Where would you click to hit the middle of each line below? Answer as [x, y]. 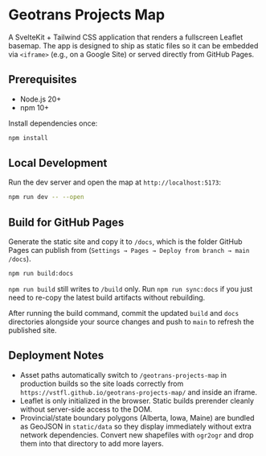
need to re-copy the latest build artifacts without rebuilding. [107, 297]
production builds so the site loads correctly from [102, 383]
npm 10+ [35, 107]
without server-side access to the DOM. [86, 409]
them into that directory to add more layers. [92, 443]
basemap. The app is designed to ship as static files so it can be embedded [133, 45]
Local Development [58, 163]
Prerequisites [43, 79]
